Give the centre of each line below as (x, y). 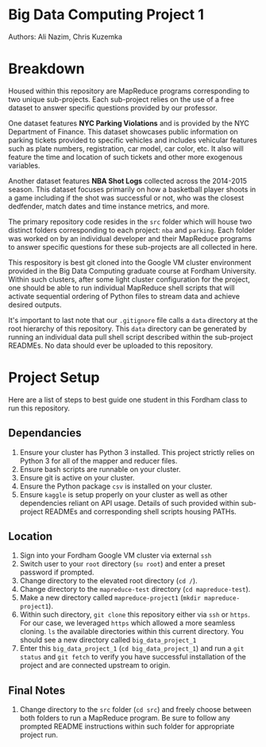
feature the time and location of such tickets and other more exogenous (125, 157)
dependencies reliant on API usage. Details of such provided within (129, 503)
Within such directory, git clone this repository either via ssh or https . (135, 615)
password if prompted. (57, 572)
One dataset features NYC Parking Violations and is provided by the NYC (129, 123)
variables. (24, 165)
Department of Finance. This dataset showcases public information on (123, 131)
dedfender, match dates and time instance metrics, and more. (109, 206)
